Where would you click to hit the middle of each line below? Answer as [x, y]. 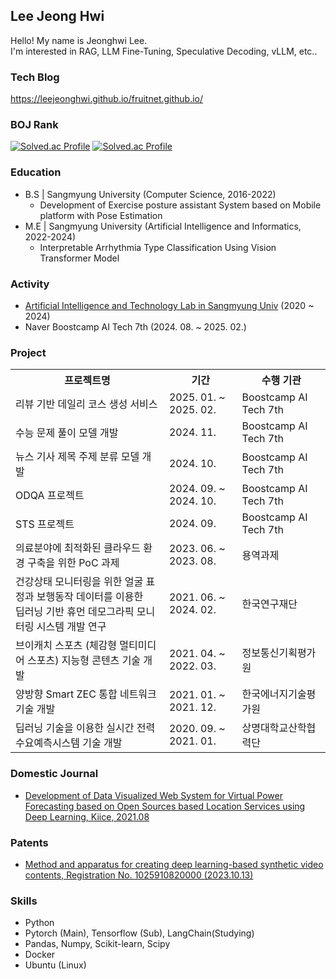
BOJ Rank [34, 125]
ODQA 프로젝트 [50, 496]
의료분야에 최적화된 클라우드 [78, 548]
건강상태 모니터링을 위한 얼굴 [79, 582]
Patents [29, 842]
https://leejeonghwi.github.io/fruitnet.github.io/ [107, 99]
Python [39, 923]
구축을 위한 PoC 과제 [73, 563]
